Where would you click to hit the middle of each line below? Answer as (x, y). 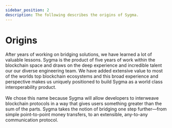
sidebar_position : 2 (27, 10)
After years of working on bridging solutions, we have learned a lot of (79, 54)
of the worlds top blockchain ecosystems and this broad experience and (82, 76)
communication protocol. (32, 120)
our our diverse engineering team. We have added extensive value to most (84, 71)
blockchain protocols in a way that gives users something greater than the (84, 104)
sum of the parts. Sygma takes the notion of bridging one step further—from (86, 109)
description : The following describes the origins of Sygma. (72, 15)
